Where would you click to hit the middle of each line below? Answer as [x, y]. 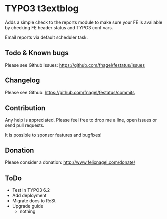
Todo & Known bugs [37, 53]
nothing [28, 211]
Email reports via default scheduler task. [47, 37]
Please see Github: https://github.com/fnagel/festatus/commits [70, 92]
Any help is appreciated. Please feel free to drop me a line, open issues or [81, 120]
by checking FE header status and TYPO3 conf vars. [59, 27]
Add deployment [29, 195]
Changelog [23, 81]
